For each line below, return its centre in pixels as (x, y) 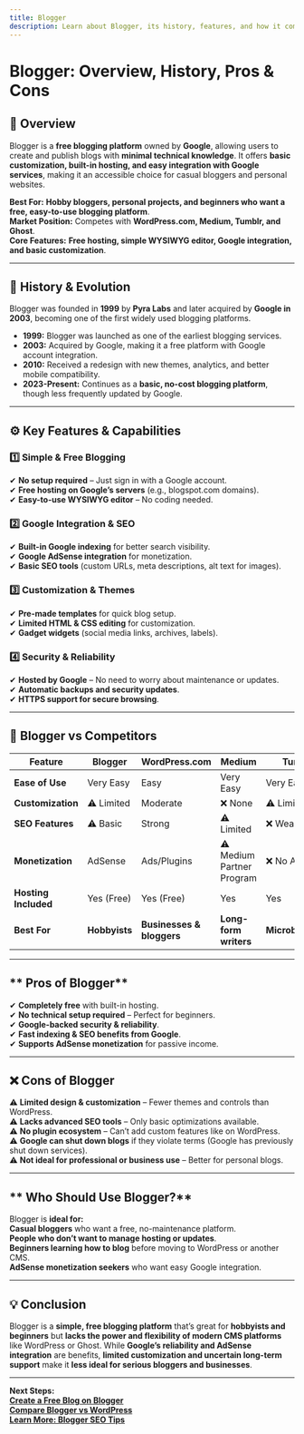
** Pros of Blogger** (69, 984)
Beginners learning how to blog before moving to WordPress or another (144, 1248)
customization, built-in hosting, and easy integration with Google (134, 165)
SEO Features (44, 824)
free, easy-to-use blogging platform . (80, 211)
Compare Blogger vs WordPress (71, 1410)
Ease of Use (40, 783)
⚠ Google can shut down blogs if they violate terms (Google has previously (152, 1141)
